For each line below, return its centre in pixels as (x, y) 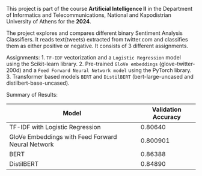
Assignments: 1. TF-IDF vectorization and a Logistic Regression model (94, 57)
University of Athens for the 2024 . (49, 21)
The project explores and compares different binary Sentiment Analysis (95, 33)
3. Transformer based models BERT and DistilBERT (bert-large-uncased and (100, 77)
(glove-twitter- (177, 64)
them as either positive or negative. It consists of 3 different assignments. (97, 46)
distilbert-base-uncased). (38, 83)
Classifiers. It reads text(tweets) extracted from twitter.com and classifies (97, 39)
